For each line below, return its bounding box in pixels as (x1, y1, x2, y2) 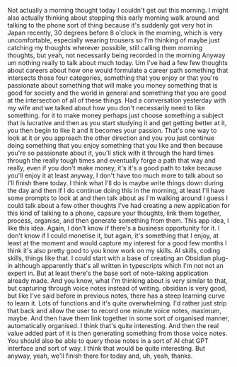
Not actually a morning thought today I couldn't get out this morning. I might (7, 6, 229, 14)
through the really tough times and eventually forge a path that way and (7, 156, 216, 165)
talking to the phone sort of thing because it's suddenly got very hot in (7, 21, 213, 29)
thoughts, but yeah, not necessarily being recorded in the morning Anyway (7, 51, 226, 59)
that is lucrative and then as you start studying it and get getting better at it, (7, 119, 227, 127)
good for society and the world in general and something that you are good (7, 88, 226, 97)
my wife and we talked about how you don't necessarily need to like (7, 104, 205, 112)
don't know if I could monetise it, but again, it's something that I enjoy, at (7, 231, 219, 240)
